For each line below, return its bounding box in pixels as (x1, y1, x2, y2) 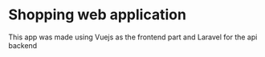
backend (8, 40, 38, 50)
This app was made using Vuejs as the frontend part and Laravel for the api (8, 32, 258, 42)
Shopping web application (8, 6, 187, 24)
